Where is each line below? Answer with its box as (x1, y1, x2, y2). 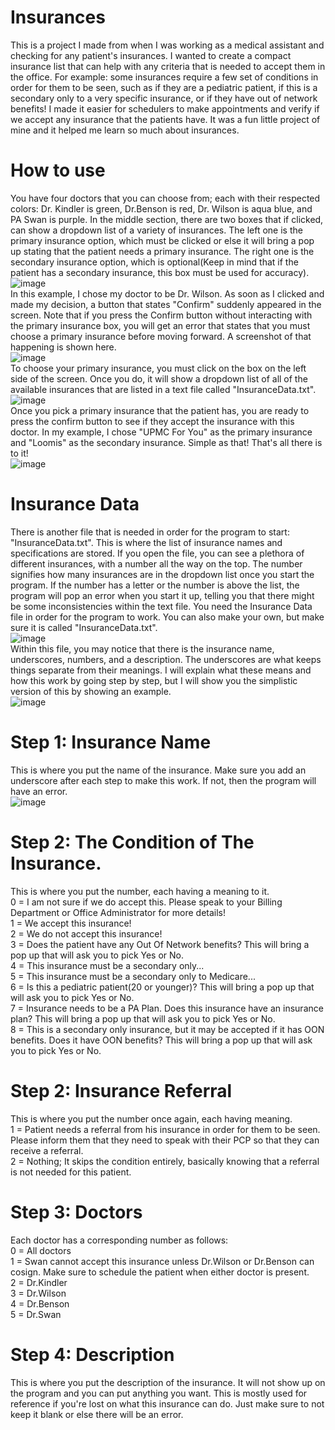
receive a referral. (10, 1144, 84, 1156)
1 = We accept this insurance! (10, 917, 132, 929)
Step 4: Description (10, 1343, 175, 1366)
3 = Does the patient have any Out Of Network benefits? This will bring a (10, 938, 310, 950)
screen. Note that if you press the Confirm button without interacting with (10, 309, 313, 321)
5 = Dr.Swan (10, 1308, 62, 1320)
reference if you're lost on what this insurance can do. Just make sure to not (10, 1397, 325, 1410)
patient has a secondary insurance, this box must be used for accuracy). (10, 266, 310, 278)
